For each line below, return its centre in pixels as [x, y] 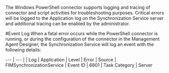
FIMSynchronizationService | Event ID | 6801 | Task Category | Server [79, 65]
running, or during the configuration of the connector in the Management [82, 39]
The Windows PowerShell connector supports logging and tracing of [78, 7]
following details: [23, 50]
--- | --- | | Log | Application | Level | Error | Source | [61, 60]
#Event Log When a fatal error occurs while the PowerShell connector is [82, 33]
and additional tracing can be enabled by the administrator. [68, 23]
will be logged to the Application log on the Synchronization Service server [85, 18]
